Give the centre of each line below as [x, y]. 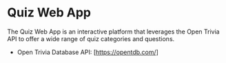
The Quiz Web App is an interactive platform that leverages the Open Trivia [113, 32]
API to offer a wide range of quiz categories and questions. [91, 38]
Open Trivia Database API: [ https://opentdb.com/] [88, 52]
